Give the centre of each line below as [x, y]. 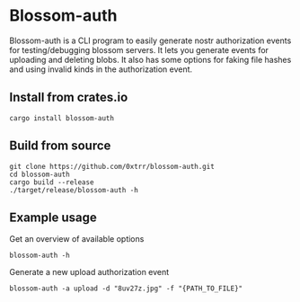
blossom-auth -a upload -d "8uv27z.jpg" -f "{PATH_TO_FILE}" [126, 289]
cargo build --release [52, 182]
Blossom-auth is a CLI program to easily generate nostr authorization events [150, 40]
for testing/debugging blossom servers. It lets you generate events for [139, 49]
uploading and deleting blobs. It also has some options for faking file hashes [150, 59]
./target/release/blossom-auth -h [74, 190]
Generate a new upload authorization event [89, 272]
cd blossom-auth [40, 174]
